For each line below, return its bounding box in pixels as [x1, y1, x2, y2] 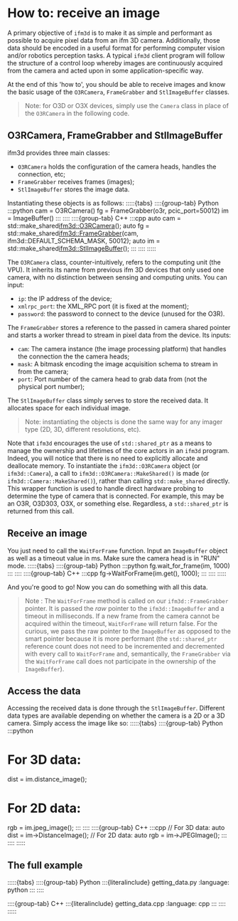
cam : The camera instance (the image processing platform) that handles [17, 344, 227, 353]
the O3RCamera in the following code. [24, 109, 130, 117]
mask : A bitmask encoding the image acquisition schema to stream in [17, 359, 218, 368]
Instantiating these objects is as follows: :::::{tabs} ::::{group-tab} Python [7, 198, 219, 207]
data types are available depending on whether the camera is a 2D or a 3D [7, 711, 225, 720]
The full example [7, 859, 83, 871]
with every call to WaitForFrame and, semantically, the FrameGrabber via [24, 649, 231, 658]
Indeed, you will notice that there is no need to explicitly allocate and [7, 454, 208, 462]
